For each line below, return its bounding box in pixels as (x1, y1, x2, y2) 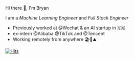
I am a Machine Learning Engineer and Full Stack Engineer (5, 15, 129, 21)
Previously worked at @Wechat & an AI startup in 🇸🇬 (12, 25, 125, 31)
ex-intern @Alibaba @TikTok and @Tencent (12, 31, 105, 36)
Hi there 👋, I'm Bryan (5, 5, 49, 11)
